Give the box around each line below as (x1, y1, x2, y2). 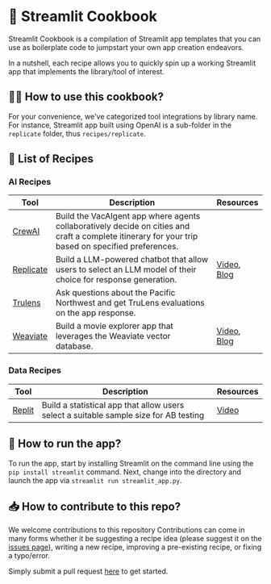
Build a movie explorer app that (55, 320, 173, 332)
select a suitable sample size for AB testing (41, 409, 205, 420)
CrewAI (12, 226, 40, 237)
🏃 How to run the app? (8, 437, 122, 451)
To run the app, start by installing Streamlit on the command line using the (8, 458, 254, 468)
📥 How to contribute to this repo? (8, 499, 181, 513)
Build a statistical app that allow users (41, 399, 185, 411)
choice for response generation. (55, 274, 177, 286)
